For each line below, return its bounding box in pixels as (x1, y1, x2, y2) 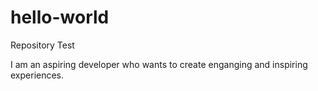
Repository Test (10, 39, 75, 51)
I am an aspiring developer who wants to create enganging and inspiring (10, 58, 308, 70)
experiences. (10, 69, 65, 81)
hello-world (10, 6, 110, 29)
